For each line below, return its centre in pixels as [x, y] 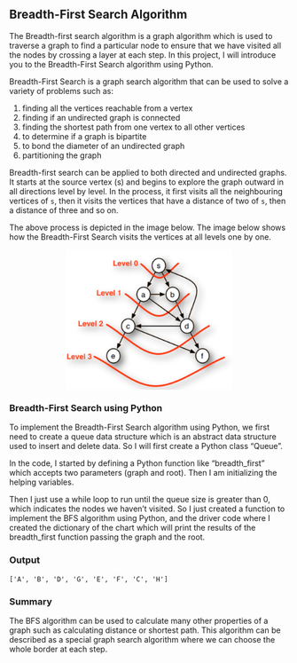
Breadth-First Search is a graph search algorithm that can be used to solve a [149, 81]
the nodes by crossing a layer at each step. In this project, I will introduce [143, 55]
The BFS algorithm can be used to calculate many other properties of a [139, 621]
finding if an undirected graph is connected [101, 117]
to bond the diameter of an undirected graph [103, 146]
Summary [31, 602]
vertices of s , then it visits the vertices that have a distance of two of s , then [148, 201]
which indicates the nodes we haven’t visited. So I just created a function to [147, 509]
